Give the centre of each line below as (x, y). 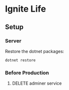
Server (13, 41)
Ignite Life (26, 9)
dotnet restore (20, 60)
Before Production (27, 72)
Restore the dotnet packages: (35, 51)
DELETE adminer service (37, 83)
